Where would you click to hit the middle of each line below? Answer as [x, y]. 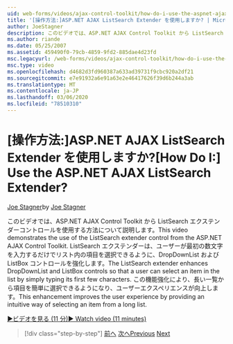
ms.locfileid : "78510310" [44, 104]
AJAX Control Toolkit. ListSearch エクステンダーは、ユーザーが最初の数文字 [115, 246]
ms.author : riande [34, 40]
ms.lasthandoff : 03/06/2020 [48, 98]
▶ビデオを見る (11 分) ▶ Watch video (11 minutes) [77, 318]
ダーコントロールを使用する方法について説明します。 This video [98, 230]
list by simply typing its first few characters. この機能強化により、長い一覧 [113, 279]
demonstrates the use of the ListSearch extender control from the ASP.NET [115, 237]
